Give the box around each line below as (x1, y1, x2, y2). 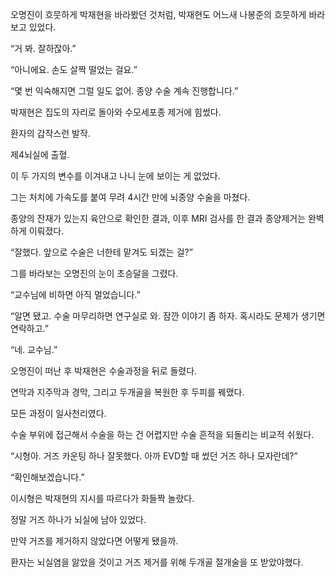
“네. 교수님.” (10, 344, 58, 355)
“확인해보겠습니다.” (10, 471, 85, 483)
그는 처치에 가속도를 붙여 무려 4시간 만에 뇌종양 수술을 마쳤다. (10, 191, 251, 203)
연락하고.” (10, 323, 49, 334)
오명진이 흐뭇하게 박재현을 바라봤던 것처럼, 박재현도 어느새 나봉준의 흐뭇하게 (10, 9, 307, 20)
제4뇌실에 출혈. (10, 149, 70, 160)
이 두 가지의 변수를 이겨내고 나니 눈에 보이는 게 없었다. (10, 170, 221, 182)
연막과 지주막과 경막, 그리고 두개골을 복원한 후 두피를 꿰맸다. (10, 386, 245, 398)
